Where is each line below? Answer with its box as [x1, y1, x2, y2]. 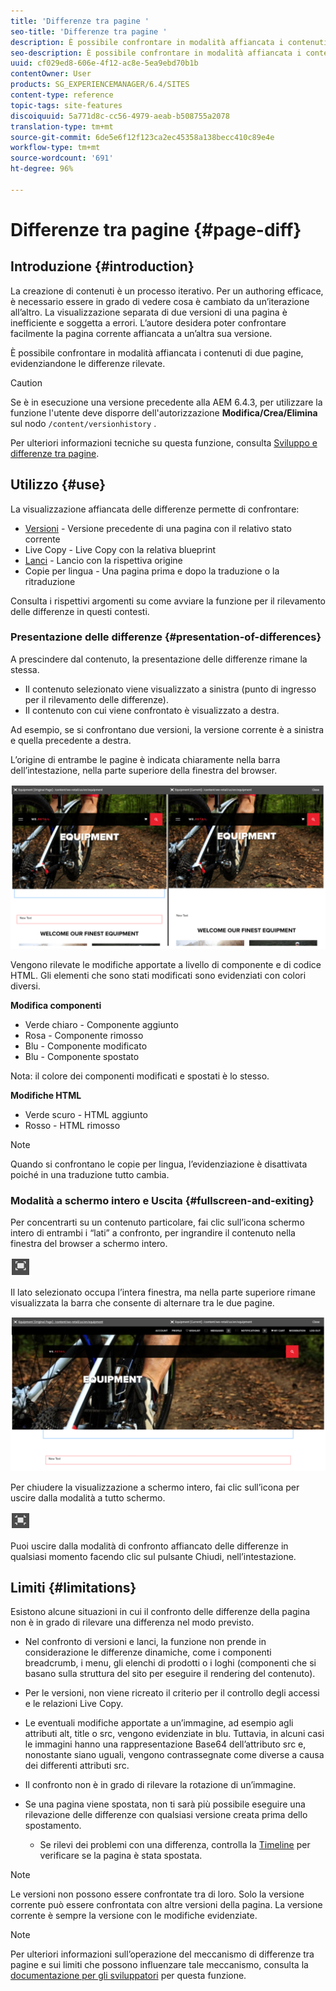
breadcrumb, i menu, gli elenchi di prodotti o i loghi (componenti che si [24, 1657, 317, 1669]
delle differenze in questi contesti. [10, 605, 150, 617]
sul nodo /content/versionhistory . [10, 417, 157, 429]
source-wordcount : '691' [10, 153, 114, 164]
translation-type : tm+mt [10, 121, 114, 132]
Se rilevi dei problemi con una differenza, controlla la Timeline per [39, 1839, 311, 1851]
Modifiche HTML [10, 1089, 82, 1101]
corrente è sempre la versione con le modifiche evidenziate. [10, 1910, 258, 1922]
